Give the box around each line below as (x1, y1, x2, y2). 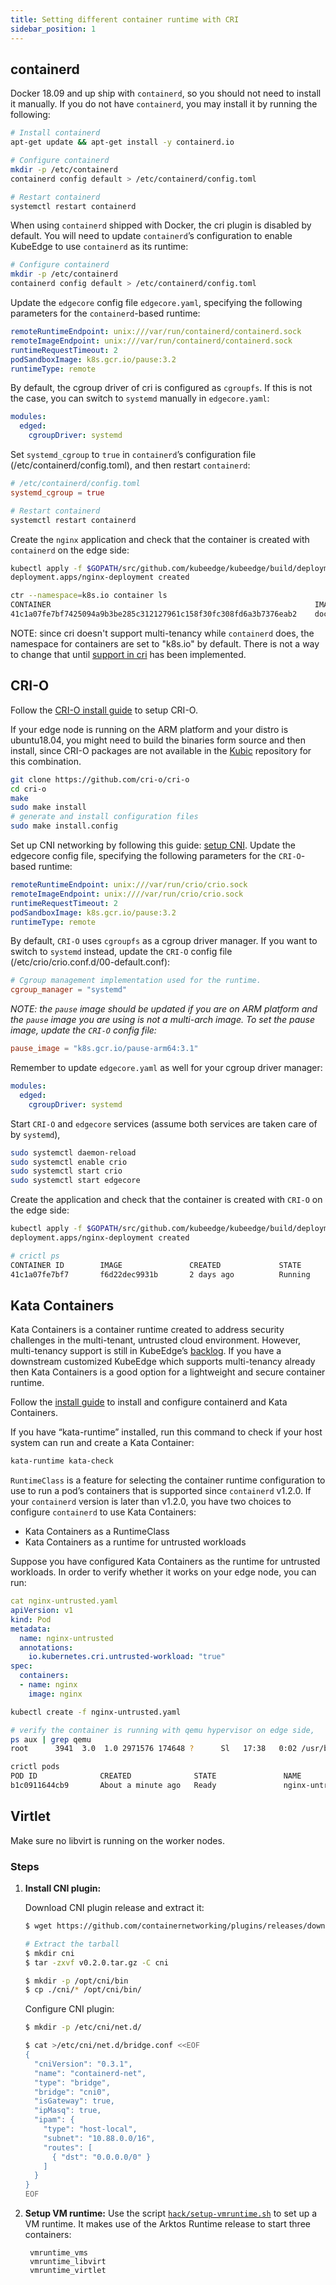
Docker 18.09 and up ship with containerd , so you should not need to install (10, 87, 322, 100)
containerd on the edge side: (10, 544, 130, 556)
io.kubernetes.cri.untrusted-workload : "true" (28, 1652, 226, 1662)
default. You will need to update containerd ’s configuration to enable (10, 230, 293, 242)
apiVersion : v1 (10, 1606, 74, 1616)
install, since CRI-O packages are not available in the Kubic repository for (10, 744, 312, 756)
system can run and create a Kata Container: (10, 1437, 195, 1449)
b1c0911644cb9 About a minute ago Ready (10, 1781, 217, 1791)
